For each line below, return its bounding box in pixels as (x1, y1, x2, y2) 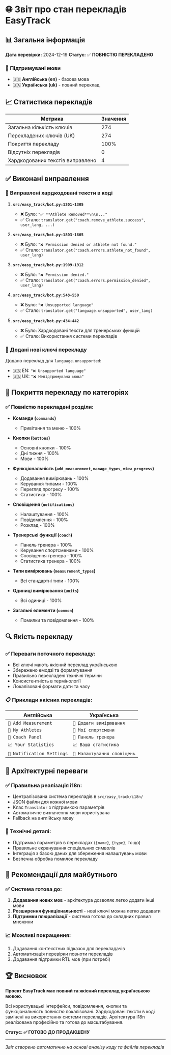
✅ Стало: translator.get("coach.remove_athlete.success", (20, 216, 146, 222)
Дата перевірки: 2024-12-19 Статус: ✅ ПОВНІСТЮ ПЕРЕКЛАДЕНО (5, 52, 154, 58)
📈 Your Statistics (8, 742, 54, 748)
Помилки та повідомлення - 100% (20, 617, 94, 623)
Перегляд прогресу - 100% (20, 486, 80, 492)
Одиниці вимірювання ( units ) (12, 587, 79, 593)
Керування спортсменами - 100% (20, 547, 94, 553)
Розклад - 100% (20, 522, 55, 528)
